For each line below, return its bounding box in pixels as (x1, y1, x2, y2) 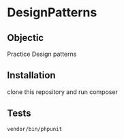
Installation (7, 69, 56, 81)
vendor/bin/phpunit (7, 125, 63, 132)
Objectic (7, 32, 44, 44)
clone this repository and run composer (7, 87, 118, 96)
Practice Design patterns (7, 50, 77, 58)
